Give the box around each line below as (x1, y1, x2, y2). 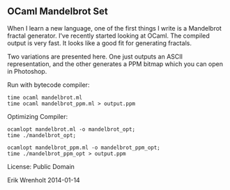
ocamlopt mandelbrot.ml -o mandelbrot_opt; (7, 125, 136, 133)
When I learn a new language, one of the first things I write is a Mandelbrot (7, 24, 222, 32)
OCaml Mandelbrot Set (7, 6, 108, 17)
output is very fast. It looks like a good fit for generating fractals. (7, 38, 192, 47)
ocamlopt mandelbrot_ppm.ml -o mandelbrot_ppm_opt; (7, 144, 160, 151)
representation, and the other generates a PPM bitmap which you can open (7, 59, 223, 68)
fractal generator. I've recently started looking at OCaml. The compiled (7, 31, 210, 40)
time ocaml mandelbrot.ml (7, 94, 82, 101)
